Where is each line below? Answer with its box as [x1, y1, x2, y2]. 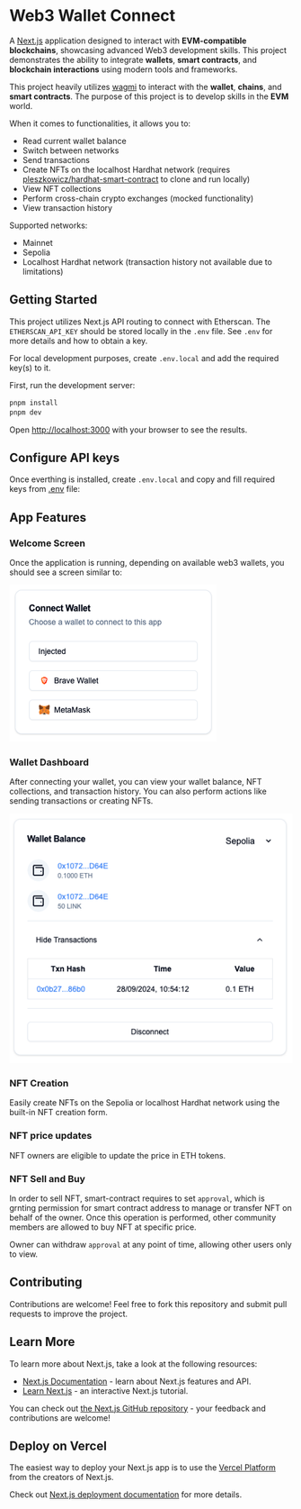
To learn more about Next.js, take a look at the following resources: [9, 1358, 258, 1369]
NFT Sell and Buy [9, 1172, 85, 1185]
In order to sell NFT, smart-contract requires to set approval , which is [9, 1193, 265, 1204]
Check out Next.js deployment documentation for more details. [9, 1489, 243, 1500]
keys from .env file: [9, 484, 81, 495]
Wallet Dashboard [9, 756, 90, 768]
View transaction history [22, 202, 113, 213]
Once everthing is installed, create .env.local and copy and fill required [9, 474, 276, 485]
